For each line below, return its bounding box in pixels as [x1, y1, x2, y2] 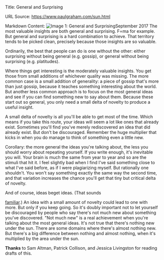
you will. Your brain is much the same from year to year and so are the [5, 154, 147, 160]
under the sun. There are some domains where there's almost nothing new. [5, 225, 157, 231]
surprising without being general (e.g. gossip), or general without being [5, 53, 149, 59]
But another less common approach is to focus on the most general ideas [5, 89, 153, 94]
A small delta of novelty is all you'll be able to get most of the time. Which [5, 114, 153, 119]
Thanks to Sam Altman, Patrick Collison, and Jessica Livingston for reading [5, 245, 158, 251]
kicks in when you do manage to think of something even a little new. [5, 134, 144, 140]
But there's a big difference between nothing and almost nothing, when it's [5, 231, 156, 236]
